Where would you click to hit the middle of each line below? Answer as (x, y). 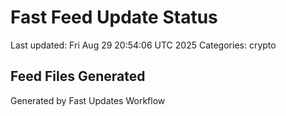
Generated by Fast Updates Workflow (88, 100)
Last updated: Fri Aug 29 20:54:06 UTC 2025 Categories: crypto (143, 45)
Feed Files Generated (78, 76)
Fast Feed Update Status (114, 17)
